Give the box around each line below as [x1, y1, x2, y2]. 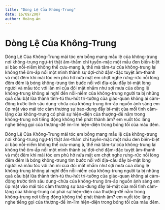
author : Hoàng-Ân [5, 16, 41, 21]
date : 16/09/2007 [5, 12, 41, 17]
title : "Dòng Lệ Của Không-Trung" [5, 7, 76, 12]
